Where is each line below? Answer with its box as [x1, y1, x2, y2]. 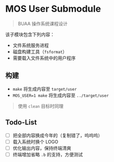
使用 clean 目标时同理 [17, 103, 64, 109]
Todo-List [5, 118, 37, 127]
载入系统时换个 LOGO [12, 139, 59, 145]
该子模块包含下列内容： [5, 31, 55, 37]
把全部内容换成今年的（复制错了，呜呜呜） [12, 132, 103, 138]
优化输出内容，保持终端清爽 [12, 145, 72, 151]
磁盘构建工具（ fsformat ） [12, 48, 67, 55]
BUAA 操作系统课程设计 [17, 20, 68, 26]
